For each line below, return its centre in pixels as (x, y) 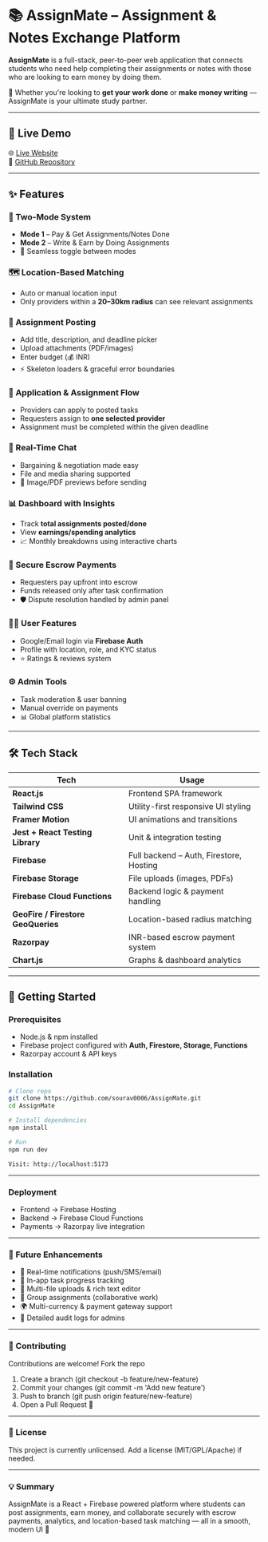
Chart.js (28, 960)
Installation (31, 1075)
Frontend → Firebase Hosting (68, 1209)
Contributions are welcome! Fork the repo (77, 1363)
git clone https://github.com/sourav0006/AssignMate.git (105, 1099)
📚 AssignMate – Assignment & (112, 16)
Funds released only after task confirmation (91, 591)
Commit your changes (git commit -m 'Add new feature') (112, 1387)
